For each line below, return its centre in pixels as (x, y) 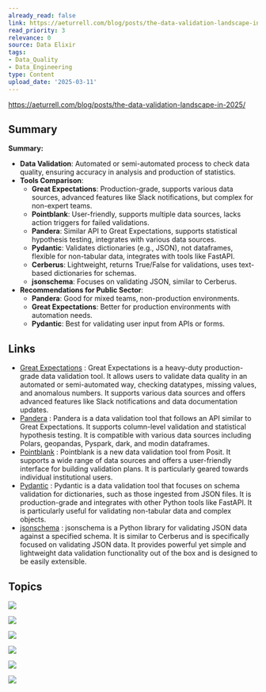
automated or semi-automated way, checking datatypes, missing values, (138, 384)
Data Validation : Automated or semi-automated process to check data (135, 164)
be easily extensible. (53, 562)
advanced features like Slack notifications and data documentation (129, 402)
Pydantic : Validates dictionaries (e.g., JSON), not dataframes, (132, 248)
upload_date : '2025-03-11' (53, 82)
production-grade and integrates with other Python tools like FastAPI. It (136, 503)
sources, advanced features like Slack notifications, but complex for (142, 197)
